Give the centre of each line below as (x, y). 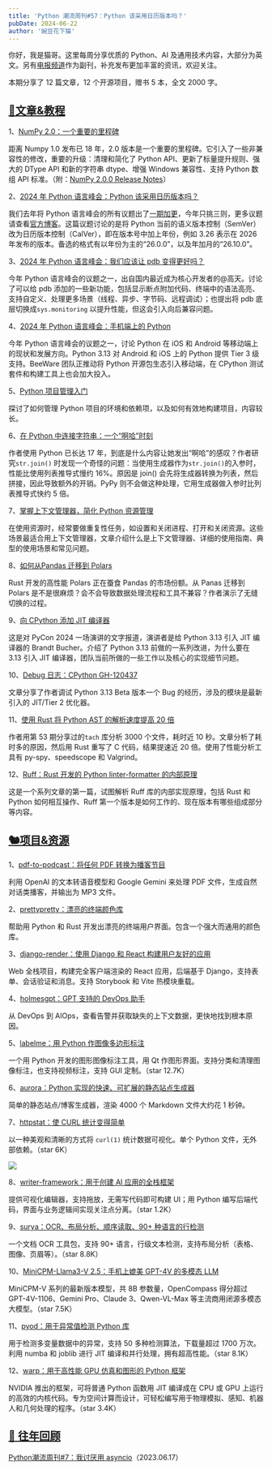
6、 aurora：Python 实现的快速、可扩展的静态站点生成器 (102, 1087)
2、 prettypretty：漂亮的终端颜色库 (66, 909)
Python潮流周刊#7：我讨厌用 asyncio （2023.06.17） (96, 1457)
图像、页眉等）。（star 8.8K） (55, 1254)
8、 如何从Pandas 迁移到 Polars (60, 565)
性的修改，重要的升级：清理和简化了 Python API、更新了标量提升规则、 (134, 159)
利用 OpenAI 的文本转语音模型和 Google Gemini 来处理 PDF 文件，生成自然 (133, 882)
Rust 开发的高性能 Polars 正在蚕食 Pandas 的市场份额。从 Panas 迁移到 (127, 583)
